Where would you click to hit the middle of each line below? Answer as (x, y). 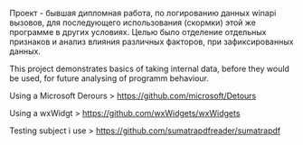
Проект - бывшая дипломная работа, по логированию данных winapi (143, 13)
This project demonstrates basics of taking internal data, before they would (149, 68)
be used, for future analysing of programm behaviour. (109, 78)
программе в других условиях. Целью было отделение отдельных (138, 32)
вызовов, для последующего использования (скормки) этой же (133, 23)
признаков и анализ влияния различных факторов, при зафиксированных (151, 41)
